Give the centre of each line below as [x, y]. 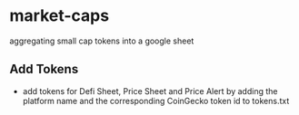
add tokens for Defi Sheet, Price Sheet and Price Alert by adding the [150, 91]
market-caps [60, 16]
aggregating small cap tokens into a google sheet [102, 41]
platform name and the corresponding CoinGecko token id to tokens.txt [156, 101]
